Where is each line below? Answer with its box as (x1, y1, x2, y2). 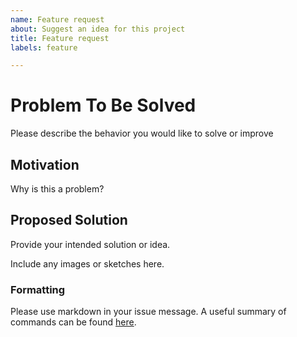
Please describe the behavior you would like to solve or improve (10, 127, 274, 140)
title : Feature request (10, 33, 110, 43)
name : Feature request (10, 14, 105, 25)
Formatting (10, 282, 66, 296)
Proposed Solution (10, 212, 128, 229)
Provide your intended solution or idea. (10, 238, 171, 250)
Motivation (10, 156, 80, 173)
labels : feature (10, 42, 78, 53)
